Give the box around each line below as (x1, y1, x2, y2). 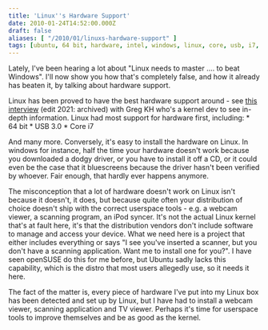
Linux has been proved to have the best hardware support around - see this (8, 96, 258, 106)
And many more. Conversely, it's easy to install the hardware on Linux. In (8, 137, 249, 147)
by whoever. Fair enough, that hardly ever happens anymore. (8, 171, 210, 181)
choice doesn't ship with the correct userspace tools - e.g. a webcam (8, 203, 238, 213)
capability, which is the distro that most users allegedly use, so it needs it (8, 264, 250, 273)
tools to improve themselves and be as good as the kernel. (8, 313, 202, 323)
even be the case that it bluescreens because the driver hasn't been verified (8, 163, 260, 172)
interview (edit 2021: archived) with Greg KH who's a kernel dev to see (8, 105, 241, 115)
